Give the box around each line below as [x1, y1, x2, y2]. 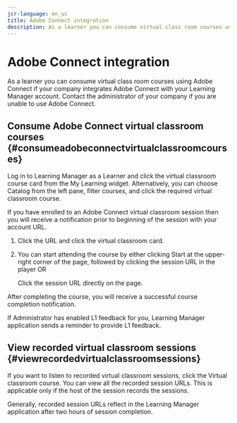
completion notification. [7, 300, 76, 309]
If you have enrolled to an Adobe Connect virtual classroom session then [7, 208, 219, 216]
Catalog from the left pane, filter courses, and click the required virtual [7, 187, 212, 195]
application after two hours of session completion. [7, 407, 153, 416]
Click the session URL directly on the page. [17, 279, 143, 288]
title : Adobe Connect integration [7, 17, 109, 24]
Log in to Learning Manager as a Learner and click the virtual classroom [7, 172, 217, 180]
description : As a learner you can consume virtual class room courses [7, 23, 222, 30]
